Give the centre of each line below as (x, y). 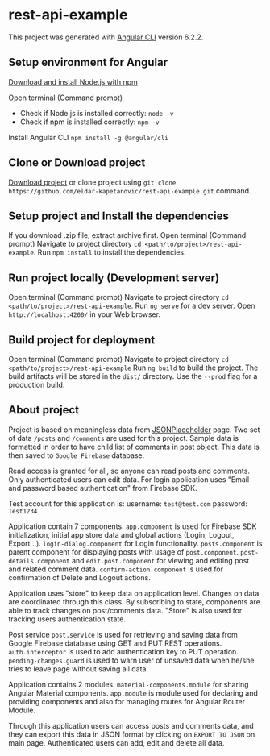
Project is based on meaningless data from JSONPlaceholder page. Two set (134, 430)
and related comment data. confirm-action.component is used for (116, 569)
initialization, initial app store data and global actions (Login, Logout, (121, 534)
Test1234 (23, 511)
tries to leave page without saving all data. (79, 669)
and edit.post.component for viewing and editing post (160, 560)
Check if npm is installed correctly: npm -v (89, 122)
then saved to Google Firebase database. (77, 455)
